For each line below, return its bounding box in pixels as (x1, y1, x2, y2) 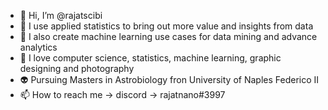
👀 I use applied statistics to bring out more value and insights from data (19, 20, 314, 32)
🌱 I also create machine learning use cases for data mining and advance (19, 31, 318, 42)
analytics (19, 41, 58, 53)
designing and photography (19, 63, 135, 74)
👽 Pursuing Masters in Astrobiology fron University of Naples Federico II (19, 74, 320, 85)
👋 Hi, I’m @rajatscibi (19, 10, 103, 21)
